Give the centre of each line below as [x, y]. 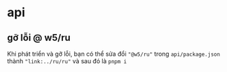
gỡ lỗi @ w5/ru [39, 38]
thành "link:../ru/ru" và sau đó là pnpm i [67, 61]
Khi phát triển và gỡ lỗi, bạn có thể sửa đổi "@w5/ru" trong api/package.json [114, 54]
